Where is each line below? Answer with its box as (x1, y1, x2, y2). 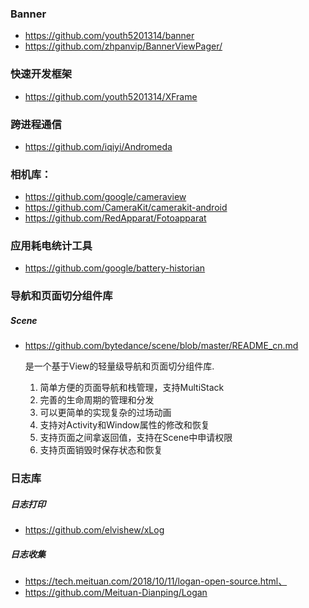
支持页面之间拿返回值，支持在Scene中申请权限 (39, 432, 233, 444)
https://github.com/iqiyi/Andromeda (24, 140, 173, 152)
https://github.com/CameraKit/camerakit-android (24, 202, 228, 214)
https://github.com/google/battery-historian (24, 262, 206, 274)
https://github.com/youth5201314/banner (24, 30, 195, 42)
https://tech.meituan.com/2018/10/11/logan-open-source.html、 (24, 575, 288, 587)
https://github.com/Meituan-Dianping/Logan (24, 587, 208, 599)
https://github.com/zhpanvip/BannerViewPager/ (24, 40, 223, 52)
